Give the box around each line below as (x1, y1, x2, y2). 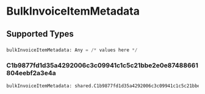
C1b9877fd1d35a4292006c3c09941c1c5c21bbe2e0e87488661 (6, 61, 198, 70)
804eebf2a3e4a (6, 69, 56, 78)
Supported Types (6, 29, 74, 39)
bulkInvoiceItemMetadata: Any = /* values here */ (6, 47, 138, 53)
